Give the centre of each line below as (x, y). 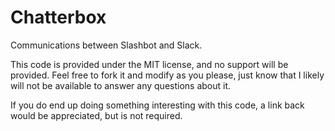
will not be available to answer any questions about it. (121, 85)
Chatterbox (58, 17)
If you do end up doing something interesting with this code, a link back (157, 105)
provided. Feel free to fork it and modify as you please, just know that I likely (167, 75)
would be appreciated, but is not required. (96, 115)
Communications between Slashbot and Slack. (106, 45)
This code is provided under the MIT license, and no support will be (149, 64)
